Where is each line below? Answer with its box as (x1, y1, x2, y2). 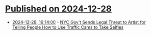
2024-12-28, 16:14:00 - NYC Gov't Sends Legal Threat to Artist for (12, 19, 146, 25)
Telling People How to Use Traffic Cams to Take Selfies (12, 24, 124, 30)
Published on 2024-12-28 (5, 3, 112, 14)
